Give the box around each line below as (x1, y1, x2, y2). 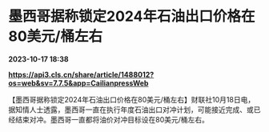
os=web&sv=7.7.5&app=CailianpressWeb (8, 78, 149, 88)
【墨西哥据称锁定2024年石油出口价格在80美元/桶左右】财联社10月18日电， (8, 94, 255, 104)
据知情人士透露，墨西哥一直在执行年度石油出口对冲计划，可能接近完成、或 (8, 105, 254, 114)
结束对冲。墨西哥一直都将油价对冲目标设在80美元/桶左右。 (14, 114, 210, 124)
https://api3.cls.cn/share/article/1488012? (8, 70, 155, 79)
